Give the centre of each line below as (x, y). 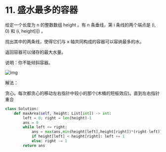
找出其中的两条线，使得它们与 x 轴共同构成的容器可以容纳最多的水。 (75, 41)
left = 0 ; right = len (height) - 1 (57, 118)
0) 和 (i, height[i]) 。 (25, 31)
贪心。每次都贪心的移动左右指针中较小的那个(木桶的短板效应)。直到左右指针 (83, 93)
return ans (34, 146)
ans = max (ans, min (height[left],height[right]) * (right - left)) (97, 132)
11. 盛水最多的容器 (41, 10)
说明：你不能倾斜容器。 (29, 62)
